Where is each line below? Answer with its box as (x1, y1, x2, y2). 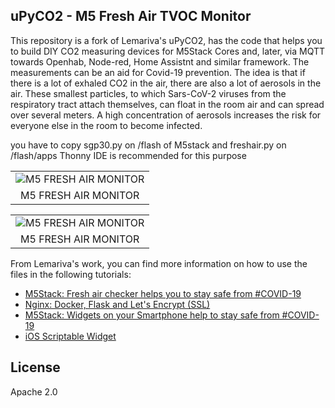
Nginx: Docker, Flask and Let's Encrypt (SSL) (24, 298, 211, 310)
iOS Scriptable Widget (24, 330, 117, 342)
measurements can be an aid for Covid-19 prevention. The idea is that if (10, 66, 306, 78)
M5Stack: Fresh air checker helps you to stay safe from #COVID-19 (24, 287, 302, 299)
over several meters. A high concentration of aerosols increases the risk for (10, 109, 322, 121)
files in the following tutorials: (10, 268, 132, 280)
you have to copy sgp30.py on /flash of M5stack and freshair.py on (10, 139, 287, 151)
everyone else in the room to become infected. (10, 119, 203, 131)
